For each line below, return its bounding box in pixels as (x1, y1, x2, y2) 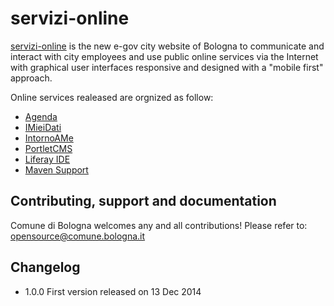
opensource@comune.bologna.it (10, 230, 146, 242)
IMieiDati (24, 121, 62, 133)
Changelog (10, 259, 81, 276)
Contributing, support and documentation (10, 193, 277, 210)
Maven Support (24, 163, 89, 176)
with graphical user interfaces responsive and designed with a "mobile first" (10, 61, 324, 73)
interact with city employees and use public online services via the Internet (10, 50, 319, 62)
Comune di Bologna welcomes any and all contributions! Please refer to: (10, 219, 308, 231)
